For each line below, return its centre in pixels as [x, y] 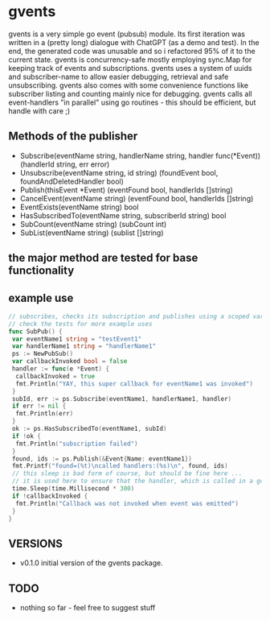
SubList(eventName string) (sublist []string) [92, 233]
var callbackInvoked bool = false [70, 362]
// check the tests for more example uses [80, 324]
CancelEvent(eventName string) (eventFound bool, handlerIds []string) [137, 198]
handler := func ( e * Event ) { [61, 369]
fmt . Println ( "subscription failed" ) [77, 444]
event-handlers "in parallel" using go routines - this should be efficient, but [132, 102]
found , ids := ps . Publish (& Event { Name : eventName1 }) [102, 459]
